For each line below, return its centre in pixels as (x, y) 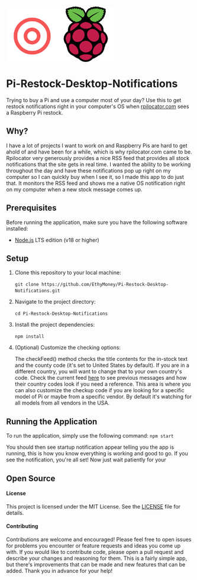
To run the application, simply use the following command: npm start (90, 436)
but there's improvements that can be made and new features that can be (96, 564)
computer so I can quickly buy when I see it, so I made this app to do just (95, 177)
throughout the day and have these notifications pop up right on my (88, 170)
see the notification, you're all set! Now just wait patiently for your (86, 460)
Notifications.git (37, 291)
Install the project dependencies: (55, 325)
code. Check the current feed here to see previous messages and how (101, 378)
